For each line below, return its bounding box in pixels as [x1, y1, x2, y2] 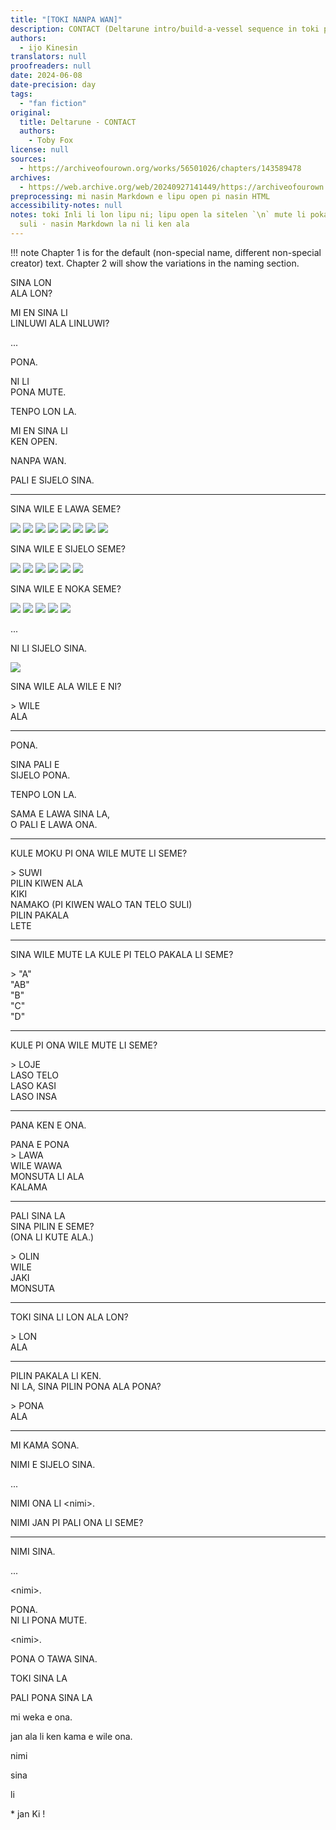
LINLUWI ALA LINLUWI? [10, 317, 110, 329]
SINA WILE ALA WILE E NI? [10, 680, 122, 692]
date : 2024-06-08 [10, 71, 83, 81]
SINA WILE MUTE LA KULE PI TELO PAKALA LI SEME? [10, 948, 234, 960]
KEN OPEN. [10, 435, 58, 447]
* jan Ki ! [10, 1807, 46, 1820]
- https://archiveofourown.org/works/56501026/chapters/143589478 [19, 163, 302, 173]
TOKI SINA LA [10, 1672, 68, 1684]
